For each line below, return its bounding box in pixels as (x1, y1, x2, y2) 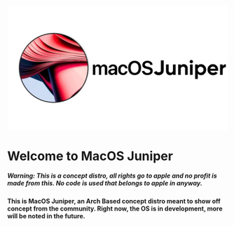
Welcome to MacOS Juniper (7, 148, 174, 164)
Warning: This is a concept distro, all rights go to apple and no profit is (7, 171, 217, 180)
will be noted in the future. (7, 211, 85, 220)
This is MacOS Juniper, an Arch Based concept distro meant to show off (7, 197, 221, 205)
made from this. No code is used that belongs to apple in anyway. (7, 179, 203, 187)
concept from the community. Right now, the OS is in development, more (7, 204, 223, 213)
